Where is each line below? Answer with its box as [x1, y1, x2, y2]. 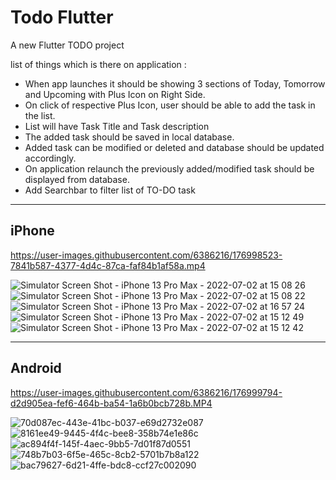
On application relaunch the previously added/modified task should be [24, 162, 315, 175]
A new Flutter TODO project [10, 39, 125, 51]
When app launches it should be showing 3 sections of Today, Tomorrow [24, 77, 326, 90]
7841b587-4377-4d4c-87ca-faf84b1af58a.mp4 [10, 259, 206, 271]
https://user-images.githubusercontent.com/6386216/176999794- [10, 386, 283, 398]
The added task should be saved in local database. [24, 131, 235, 143]
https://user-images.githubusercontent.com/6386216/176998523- [10, 249, 283, 261]
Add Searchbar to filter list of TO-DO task [24, 184, 196, 196]
